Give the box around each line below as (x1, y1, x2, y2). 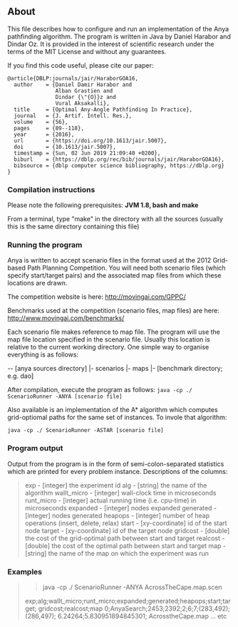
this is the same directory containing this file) (7, 222, 140, 231)
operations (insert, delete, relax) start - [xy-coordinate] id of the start (24, 519, 227, 527)
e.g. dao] (7, 372, 34, 380)
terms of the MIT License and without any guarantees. (7, 47, 167, 56)
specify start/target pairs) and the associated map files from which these (7, 271, 222, 280)
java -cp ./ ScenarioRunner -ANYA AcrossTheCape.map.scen (42, 583, 222, 591)
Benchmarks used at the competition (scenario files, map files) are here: (7, 306, 219, 315)
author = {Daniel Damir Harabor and (14, 81, 133, 88)
